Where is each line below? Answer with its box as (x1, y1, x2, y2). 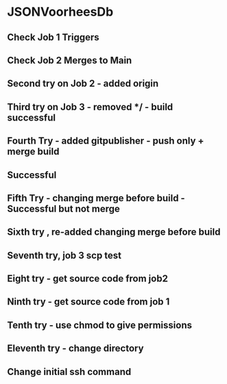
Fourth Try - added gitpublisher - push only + (7, 135, 204, 147)
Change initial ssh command (7, 366, 132, 377)
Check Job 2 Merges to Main (7, 54, 132, 66)
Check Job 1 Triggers (7, 31, 99, 43)
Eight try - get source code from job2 (7, 273, 168, 285)
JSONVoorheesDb (7, 4, 114, 20)
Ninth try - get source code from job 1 (7, 296, 170, 308)
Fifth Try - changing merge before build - (7, 192, 185, 204)
